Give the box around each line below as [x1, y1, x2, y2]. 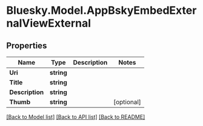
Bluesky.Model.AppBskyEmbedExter [6, 4, 197, 17]
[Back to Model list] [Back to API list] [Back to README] [6, 113, 145, 121]
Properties [6, 40, 47, 51]
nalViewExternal [6, 16, 92, 30]
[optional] [113, 98, 141, 106]
